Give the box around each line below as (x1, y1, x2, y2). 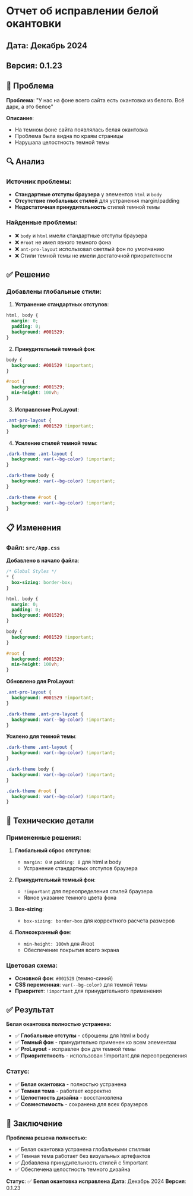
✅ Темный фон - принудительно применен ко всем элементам (14, 1039, 176, 1046)
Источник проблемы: (6, 177, 72, 186)
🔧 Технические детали (6, 815, 94, 825)
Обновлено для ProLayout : (6, 678, 75, 685)
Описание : (6, 114, 34, 121)
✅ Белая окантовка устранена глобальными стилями (14, 1146, 150, 1153)
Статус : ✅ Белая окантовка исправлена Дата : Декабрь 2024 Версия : (6, 1178, 186, 1185)
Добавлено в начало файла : (6, 557, 80, 564)
